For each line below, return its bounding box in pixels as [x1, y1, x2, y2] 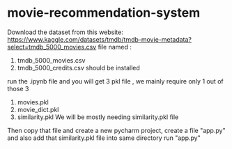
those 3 [7, 84, 29, 93]
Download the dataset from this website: [7, 28, 123, 36]
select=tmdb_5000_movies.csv [7, 42, 97, 51]
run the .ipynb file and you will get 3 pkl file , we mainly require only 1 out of [7, 77, 224, 85]
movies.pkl [17, 97, 49, 106]
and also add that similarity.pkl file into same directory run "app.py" [7, 134, 201, 142]
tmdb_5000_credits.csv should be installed [17, 63, 141, 72]
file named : [98, 42, 132, 51]
